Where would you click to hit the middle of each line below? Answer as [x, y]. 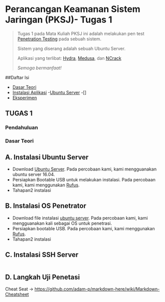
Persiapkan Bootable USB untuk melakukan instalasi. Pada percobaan [84, 179]
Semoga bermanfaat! [39, 68]
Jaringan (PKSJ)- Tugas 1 [59, 20]
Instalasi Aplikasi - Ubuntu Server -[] [49, 92]
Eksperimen [25, 98]
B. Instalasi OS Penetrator [46, 206]
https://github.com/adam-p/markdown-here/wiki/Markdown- [97, 289]
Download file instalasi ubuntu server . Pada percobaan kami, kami [80, 218]
